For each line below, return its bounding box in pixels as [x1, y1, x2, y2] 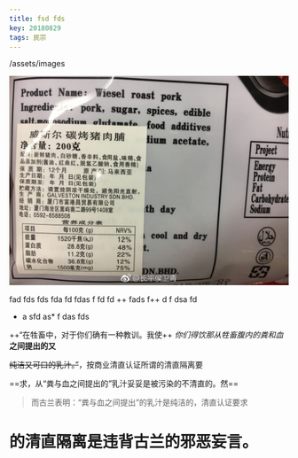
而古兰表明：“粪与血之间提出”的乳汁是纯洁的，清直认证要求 [30, 397, 248, 408]
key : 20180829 [9, 23, 62, 33]
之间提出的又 [9, 341, 56, 352]
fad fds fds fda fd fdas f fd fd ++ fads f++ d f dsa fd [9, 294, 198, 305]
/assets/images [9, 58, 66, 69]
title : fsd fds [9, 14, 66, 23]
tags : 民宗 [9, 33, 47, 42]
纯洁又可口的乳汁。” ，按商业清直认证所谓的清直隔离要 [9, 360, 204, 370]
